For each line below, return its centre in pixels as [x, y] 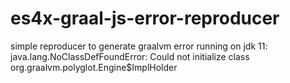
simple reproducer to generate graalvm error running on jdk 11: [139, 46]
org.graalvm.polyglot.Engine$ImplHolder [94, 67]
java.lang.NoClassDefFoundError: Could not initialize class [130, 56]
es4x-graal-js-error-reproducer [145, 18]
